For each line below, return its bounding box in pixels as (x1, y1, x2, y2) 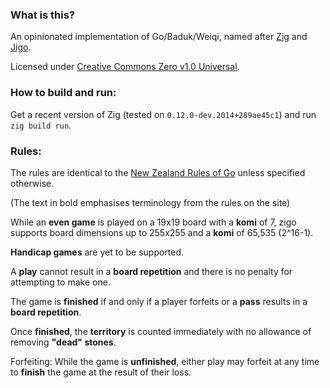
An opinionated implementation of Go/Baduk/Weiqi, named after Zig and (10, 31, 308, 43)
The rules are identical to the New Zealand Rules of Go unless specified (10, 166, 306, 178)
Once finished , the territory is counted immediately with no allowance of (10, 325, 312, 337)
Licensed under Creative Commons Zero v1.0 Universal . (10, 61, 240, 73)
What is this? (10, 8, 75, 22)
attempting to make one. (10, 276, 111, 288)
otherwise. (10, 177, 55, 189)
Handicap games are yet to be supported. (10, 246, 185, 258)
